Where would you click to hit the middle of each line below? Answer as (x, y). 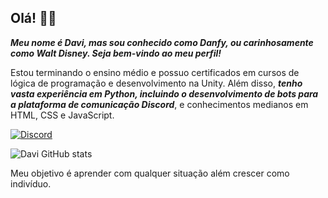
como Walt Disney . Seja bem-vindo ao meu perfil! (116, 53)
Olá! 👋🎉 (33, 18)
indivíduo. (31, 183)
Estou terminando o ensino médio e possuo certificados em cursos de (155, 72)
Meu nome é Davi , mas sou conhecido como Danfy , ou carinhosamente (162, 42)
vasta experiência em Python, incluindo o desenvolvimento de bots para (164, 93)
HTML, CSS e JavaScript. (62, 115)
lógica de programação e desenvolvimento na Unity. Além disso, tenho (156, 83)
